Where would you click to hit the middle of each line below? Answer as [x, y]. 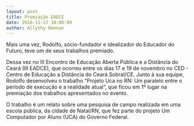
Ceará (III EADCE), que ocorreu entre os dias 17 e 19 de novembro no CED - [98, 69]
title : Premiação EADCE [35, 17]
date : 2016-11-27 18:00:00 [39, 22]
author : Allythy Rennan [35, 28]
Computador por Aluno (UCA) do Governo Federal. [68, 117]
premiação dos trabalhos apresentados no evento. [67, 93]
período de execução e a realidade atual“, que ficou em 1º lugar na [87, 87]
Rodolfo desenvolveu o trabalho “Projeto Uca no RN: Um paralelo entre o [94, 81]
